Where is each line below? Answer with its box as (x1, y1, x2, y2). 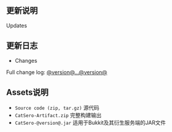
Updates (6, 22, 27, 29)
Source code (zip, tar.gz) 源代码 (14, 104, 100, 112)
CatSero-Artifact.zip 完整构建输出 (14, 112, 102, 119)
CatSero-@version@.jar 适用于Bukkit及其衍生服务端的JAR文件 (14, 119, 166, 127)
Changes (14, 57, 38, 64)
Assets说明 (6, 87, 49, 97)
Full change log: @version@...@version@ (6, 68, 107, 76)
